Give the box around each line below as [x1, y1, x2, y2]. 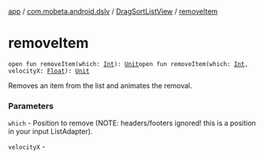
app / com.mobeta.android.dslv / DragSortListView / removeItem [8, 7, 218, 16]
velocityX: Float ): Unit [8, 67, 90, 75]
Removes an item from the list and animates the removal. [8, 80, 193, 90]
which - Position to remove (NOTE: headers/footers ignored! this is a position [8, 118, 256, 128]
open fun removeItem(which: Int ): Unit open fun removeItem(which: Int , [8, 60, 248, 68]
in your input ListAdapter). [8, 127, 93, 136]
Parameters [8, 100, 54, 111]
